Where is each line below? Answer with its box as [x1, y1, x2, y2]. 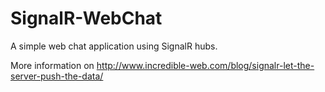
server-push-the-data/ [10, 70, 104, 82]
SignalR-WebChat [10, 7, 163, 30]
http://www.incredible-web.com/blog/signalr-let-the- [96, 59, 315, 71]
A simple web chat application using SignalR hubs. [10, 40, 218, 52]
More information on [10, 59, 95, 71]
